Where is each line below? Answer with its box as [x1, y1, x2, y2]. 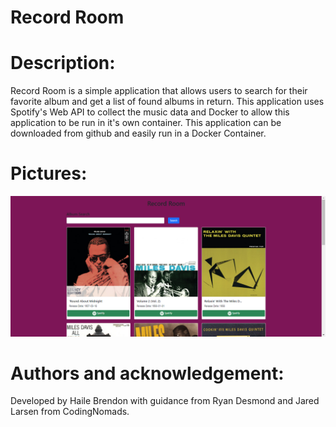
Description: [10, 52, 116, 75]
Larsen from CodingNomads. [10, 406, 130, 418]
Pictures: [10, 162, 88, 185]
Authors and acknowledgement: [10, 362, 285, 385]
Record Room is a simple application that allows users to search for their [10, 85, 308, 97]
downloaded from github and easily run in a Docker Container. [10, 127, 267, 140]
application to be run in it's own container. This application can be [10, 117, 282, 129]
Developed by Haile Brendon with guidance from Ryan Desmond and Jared [10, 395, 320, 407]
